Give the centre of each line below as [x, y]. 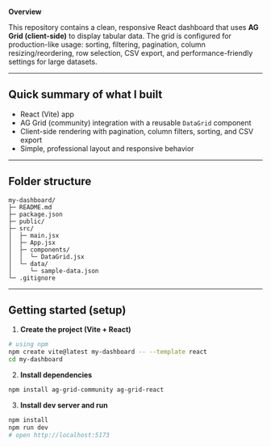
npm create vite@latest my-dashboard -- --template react [108, 352]
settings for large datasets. [53, 61]
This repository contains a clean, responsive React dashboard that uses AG [134, 27]
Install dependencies [56, 375]
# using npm [28, 344]
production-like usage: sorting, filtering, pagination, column [107, 44]
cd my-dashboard [35, 360]
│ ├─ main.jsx [34, 235]
